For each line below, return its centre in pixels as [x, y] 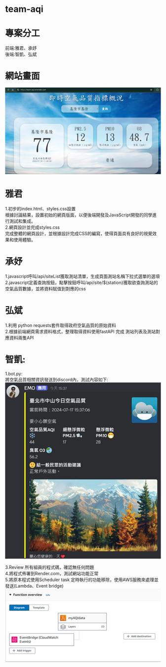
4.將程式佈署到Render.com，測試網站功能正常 [52, 574]
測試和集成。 [22, 221]
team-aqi [24, 9]
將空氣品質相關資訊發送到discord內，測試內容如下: [57, 379]
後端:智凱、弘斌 [21, 54]
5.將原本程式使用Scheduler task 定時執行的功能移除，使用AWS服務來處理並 [82, 580]
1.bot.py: [14, 374]
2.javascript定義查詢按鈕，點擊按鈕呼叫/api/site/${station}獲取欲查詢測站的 [82, 282]
